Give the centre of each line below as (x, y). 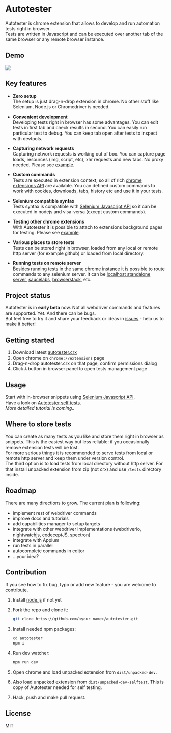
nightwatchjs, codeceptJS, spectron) (51, 535)
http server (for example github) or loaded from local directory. (78, 253)
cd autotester (27, 638)
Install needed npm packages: (44, 629)
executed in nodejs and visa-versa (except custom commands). (79, 212)
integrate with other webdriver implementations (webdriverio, (77, 529)
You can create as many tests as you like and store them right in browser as (84, 436)
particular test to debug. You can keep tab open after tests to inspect (85, 133)
